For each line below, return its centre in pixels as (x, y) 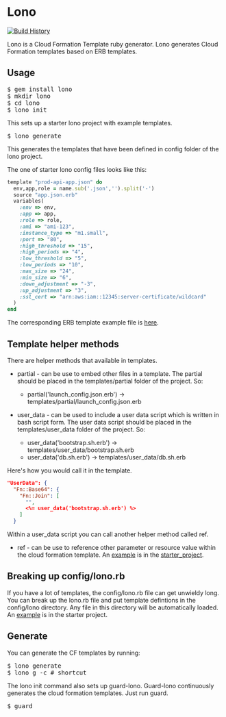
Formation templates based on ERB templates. (72, 51)
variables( (29, 201)
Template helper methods (63, 344)
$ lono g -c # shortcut (47, 672)
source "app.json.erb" (46, 195)
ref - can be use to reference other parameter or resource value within (116, 548)
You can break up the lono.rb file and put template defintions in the (102, 600)
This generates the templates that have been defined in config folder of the (113, 149)
